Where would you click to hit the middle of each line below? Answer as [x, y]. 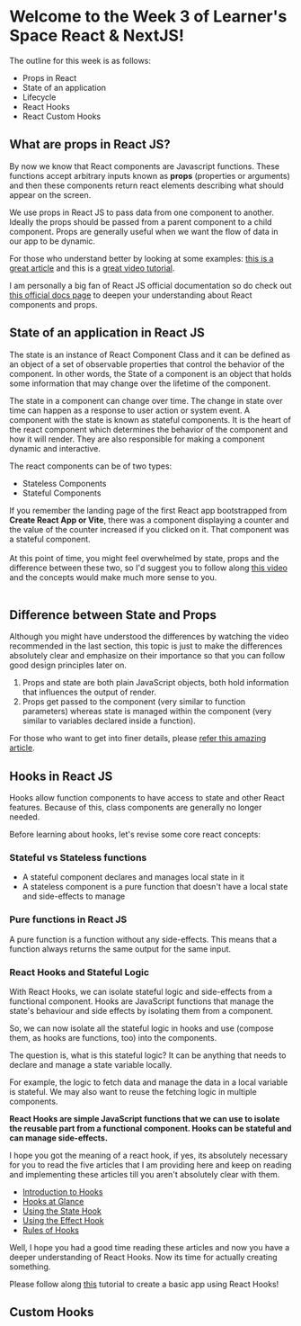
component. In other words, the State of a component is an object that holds [150, 373]
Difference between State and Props [113, 615]
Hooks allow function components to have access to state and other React [147, 798]
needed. [25, 817]
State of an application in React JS [107, 333]
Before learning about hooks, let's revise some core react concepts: [135, 835]
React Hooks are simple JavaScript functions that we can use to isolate [145, 1119]
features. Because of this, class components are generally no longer [136, 808]
